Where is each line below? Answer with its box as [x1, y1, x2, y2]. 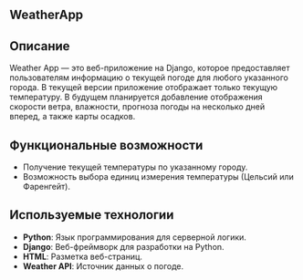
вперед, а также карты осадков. [9, 111, 136, 122]
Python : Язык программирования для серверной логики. [22, 232, 246, 243]
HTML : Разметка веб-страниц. [22, 251, 143, 262]
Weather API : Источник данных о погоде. [22, 260, 184, 272]
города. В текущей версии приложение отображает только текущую [9, 82, 278, 93]
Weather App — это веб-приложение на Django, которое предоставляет [9, 63, 290, 74]
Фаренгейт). [22, 181, 71, 192]
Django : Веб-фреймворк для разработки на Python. [22, 241, 225, 252]
